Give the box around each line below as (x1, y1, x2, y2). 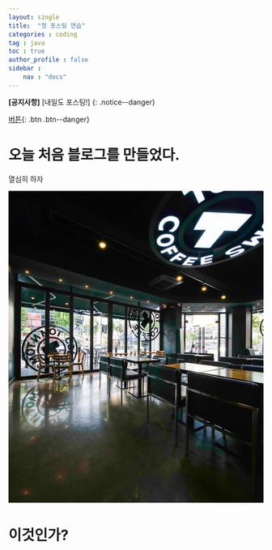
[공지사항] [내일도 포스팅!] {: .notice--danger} (8, 97, 155, 107)
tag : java (8, 39, 45, 47)
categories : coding (8, 30, 79, 38)
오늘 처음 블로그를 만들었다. (8, 146, 181, 164)
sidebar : (8, 65, 42, 73)
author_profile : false (8, 56, 89, 64)
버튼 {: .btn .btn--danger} (8, 114, 91, 124)
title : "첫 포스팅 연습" (8, 21, 86, 30)
